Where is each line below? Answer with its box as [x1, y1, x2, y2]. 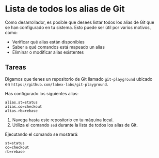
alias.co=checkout [5, 104, 42, 109]
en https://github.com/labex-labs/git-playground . [5, 81, 108, 87]
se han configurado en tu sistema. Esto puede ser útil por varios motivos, [5, 24, 151, 30]
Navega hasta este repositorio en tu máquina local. [12, 117, 114, 123]
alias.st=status [5, 100, 38, 105]
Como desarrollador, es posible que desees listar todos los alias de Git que [5, 19, 155, 25]
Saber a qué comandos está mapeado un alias [12, 44, 105, 50]
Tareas [5, 63, 27, 72]
